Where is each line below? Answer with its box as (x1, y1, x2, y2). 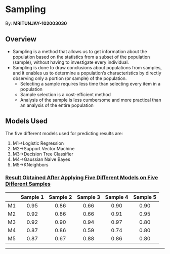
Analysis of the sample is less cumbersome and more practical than (20, 97, 161, 103)
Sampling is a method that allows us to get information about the (12, 48, 147, 54)
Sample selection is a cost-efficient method (20, 91, 111, 97)
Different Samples (5, 181, 51, 188)
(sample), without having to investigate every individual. (12, 59, 129, 65)
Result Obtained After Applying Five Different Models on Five (5, 174, 158, 181)
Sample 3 (76, 193, 100, 200)
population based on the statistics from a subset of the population (12, 54, 150, 60)
